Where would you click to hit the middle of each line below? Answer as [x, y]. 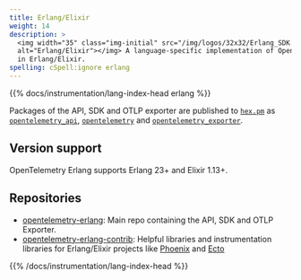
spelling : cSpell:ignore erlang [69, 68]
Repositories [46, 198]
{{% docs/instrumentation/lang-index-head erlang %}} [110, 93]
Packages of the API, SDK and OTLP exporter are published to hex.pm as [142, 110]
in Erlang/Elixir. [52, 59]
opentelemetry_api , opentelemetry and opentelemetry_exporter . [126, 120]
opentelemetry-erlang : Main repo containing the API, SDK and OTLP [148, 220]
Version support [56, 149]
